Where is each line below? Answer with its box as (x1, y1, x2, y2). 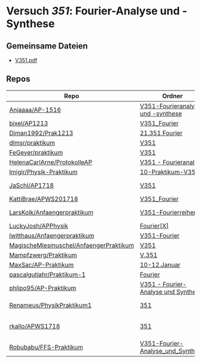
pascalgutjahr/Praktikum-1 (9, 270, 86, 279)
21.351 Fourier (139, 129, 183, 137)
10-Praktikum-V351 (139, 168, 200, 176)
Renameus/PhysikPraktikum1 (9, 301, 92, 309)
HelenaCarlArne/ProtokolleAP (9, 158, 93, 166)
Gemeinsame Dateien (6, 41, 88, 51)
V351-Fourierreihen (139, 208, 197, 216)
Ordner (162, 92, 183, 100)
